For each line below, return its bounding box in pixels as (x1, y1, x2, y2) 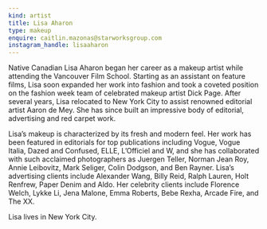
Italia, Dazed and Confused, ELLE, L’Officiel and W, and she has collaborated (8, 146, 260, 156)
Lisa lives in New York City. (8, 212, 97, 222)
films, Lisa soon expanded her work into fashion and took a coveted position (8, 80, 259, 90)
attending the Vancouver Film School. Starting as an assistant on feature (8, 72, 245, 81)
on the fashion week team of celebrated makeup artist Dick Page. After (8, 88, 241, 98)
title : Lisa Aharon (8, 19, 73, 27)
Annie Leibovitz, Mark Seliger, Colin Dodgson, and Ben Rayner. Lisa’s (8, 163, 235, 173)
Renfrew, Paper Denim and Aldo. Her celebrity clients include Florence (8, 180, 240, 189)
